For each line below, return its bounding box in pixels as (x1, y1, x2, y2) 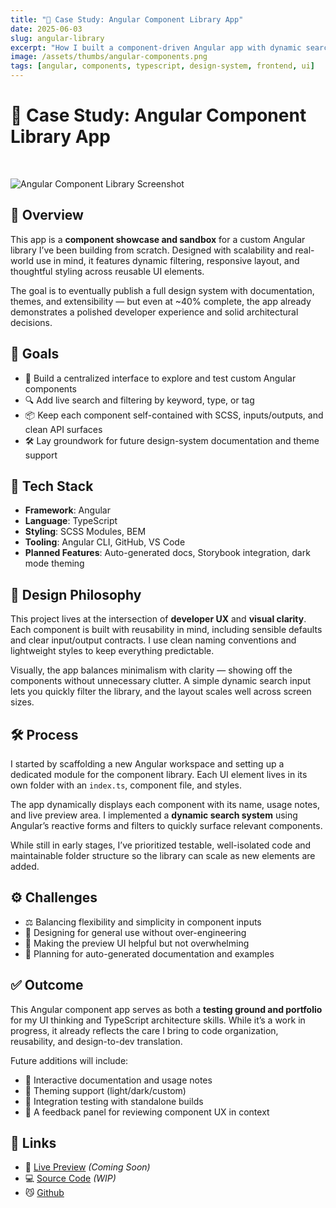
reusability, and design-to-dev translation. (10, 1035, 183, 1047)
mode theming (24, 557, 85, 570)
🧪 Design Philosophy (10, 586, 142, 603)
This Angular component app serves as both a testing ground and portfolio (10, 1003, 323, 1015)
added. (10, 861, 40, 872)
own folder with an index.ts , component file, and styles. (10, 779, 243, 791)
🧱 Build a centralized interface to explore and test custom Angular (24, 372, 297, 384)
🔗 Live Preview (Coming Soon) (24, 1161, 151, 1173)
